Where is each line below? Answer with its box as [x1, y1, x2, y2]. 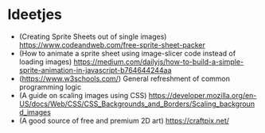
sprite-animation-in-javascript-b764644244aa [18, 65, 172, 74]
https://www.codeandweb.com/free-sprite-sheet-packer [18, 40, 206, 49]
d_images [18, 107, 51, 116]
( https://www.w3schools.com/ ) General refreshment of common [18, 74, 230, 83]
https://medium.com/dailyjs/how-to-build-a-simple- [73, 57, 244, 66]
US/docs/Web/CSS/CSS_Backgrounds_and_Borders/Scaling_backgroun [18, 99, 255, 108]
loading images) [18, 57, 72, 66]
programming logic [18, 82, 81, 92]
